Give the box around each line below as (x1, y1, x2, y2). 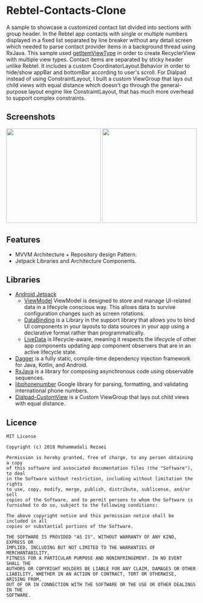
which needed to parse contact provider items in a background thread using (6, 43, 196, 50)
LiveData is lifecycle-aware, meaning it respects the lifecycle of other (24, 336, 196, 343)
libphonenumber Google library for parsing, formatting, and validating (14, 380, 188, 388)
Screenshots (6, 112, 56, 122)
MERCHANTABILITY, (6, 550, 50, 556)
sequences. (14, 374, 45, 382)
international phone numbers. (14, 387, 89, 394)
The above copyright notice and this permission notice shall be (6, 513, 174, 519)
